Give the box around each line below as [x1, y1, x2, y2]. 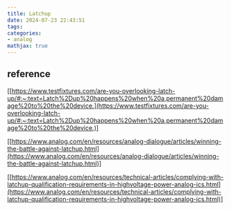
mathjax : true [7, 42, 49, 49]
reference [7, 68, 51, 80]
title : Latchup [7, 10, 51, 17]
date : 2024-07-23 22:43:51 [7, 17, 85, 24]
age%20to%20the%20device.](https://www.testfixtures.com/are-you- [7, 102, 209, 110]
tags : [7, 23, 23, 30]
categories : [7, 29, 42, 37]
